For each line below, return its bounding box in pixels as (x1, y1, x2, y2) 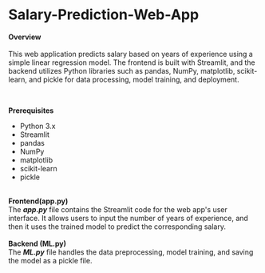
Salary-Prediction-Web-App (8, 6, 200, 24)
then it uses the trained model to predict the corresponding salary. (8, 222, 226, 231)
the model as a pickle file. (8, 255, 93, 265)
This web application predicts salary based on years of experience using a (8, 49, 253, 58)
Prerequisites (8, 106, 54, 115)
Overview (8, 32, 42, 42)
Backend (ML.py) (8, 239, 66, 248)
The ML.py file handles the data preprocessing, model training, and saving (8, 247, 254, 257)
